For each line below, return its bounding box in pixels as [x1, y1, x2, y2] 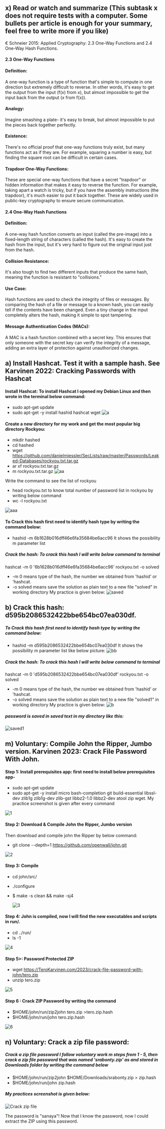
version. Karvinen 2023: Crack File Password [5, 748, 147, 756]
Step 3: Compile [5, 863, 39, 869]
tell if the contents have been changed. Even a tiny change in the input [5, 307, 148, 313]
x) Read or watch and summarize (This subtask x [5, 4, 158, 12]
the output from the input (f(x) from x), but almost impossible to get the [5, 89, 149, 95]
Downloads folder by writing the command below [5, 1062, 108, 1068]
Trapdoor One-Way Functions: [5, 166, 69, 172]
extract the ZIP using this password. [5, 1118, 78, 1124]
